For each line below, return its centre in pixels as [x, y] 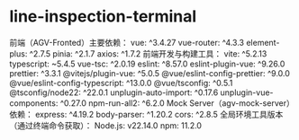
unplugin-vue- [247, 92]
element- [263, 42]
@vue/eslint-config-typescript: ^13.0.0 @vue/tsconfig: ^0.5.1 [121, 83]
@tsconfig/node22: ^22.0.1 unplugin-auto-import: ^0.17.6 [114, 92]
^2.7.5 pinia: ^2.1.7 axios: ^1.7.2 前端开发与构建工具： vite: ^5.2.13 [148, 53]
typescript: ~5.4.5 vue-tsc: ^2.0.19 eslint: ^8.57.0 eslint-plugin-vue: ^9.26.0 [147, 64]
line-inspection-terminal [103, 17]
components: [34, 103]
